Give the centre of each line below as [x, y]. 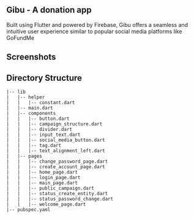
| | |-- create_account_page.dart [56, 167]
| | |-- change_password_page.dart [57, 161]
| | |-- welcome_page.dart [46, 204]
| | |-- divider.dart [39, 130]
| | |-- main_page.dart [42, 183]
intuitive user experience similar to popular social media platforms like [94, 31]
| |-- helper [26, 97]
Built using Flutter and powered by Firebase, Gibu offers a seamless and [97, 24]
